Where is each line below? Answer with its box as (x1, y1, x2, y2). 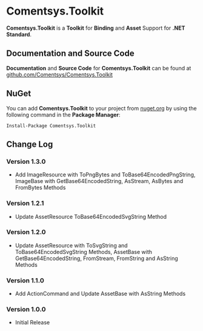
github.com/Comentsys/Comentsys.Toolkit (6, 71, 113, 78)
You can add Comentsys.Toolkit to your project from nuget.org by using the (6, 104, 197, 112)
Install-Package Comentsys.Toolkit (6, 122, 96, 129)
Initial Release (15, 319, 50, 326)
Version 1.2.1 (6, 199, 44, 207)
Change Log (6, 139, 53, 149)
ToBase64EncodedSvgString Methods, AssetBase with (15, 248, 153, 255)
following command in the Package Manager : (6, 111, 121, 118)
